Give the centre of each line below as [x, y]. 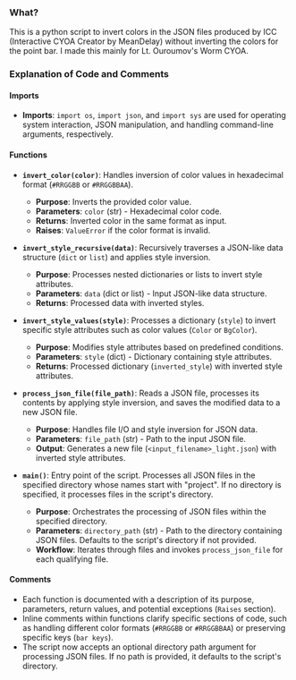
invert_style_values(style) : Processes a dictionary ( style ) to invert [149, 320]
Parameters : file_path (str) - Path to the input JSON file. [141, 438]
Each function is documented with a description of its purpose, [138, 599]
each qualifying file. [72, 559]
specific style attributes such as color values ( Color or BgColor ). [140, 329]
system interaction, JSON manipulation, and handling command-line [148, 125]
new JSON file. [50, 412]
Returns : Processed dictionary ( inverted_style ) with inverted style [159, 366]
